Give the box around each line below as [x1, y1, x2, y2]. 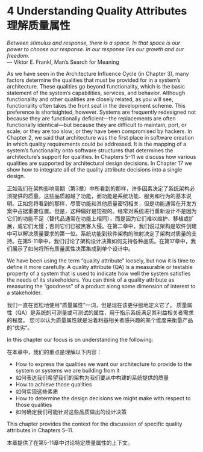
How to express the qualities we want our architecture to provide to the [15, 360, 192, 368]
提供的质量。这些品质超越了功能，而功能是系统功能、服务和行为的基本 [11, 192, 186, 199]
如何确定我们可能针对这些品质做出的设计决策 [15, 408, 127, 415]
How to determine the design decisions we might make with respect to [15, 394, 191, 401]
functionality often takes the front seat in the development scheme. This [7, 102, 186, 109]
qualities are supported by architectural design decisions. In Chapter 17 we [7, 159, 192, 167]
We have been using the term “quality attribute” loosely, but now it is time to [7, 257, 195, 264]
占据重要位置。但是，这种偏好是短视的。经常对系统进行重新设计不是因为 [17, 207, 197, 214]
